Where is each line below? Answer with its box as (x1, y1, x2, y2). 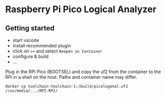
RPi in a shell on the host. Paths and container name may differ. (5, 74, 138, 80)
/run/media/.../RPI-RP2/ (5, 88, 58, 93)
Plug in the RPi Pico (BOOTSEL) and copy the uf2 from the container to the (5, 69, 161, 75)
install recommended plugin (12, 43, 71, 49)
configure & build (12, 53, 49, 59)
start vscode (12, 37, 40, 43)
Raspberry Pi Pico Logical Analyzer (5, 4, 156, 15)
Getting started (5, 24, 55, 32)
